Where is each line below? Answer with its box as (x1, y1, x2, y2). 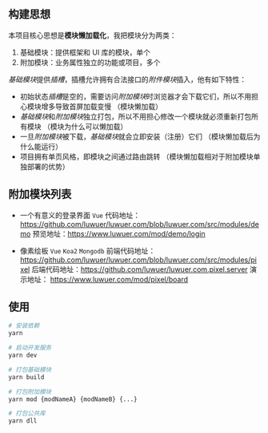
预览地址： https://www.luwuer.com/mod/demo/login (32, 229, 206, 238)
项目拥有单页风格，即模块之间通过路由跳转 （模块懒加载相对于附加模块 (19, 152, 254, 161)
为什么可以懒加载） (63, 121, 128, 131)
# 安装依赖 (8, 322, 40, 330)
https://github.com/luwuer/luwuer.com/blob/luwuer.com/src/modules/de (19, 219, 260, 229)
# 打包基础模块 (8, 366, 52, 374)
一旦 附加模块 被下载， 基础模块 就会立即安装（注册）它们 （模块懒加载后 (19, 132, 254, 141)
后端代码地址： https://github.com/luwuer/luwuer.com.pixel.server (31, 264, 248, 274)
